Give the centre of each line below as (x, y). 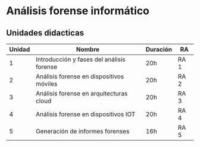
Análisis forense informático (78, 11)
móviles (46, 84)
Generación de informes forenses (82, 131)
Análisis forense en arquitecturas (82, 93)
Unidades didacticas (45, 33)
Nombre (88, 49)
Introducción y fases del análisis (81, 59)
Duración (159, 49)
